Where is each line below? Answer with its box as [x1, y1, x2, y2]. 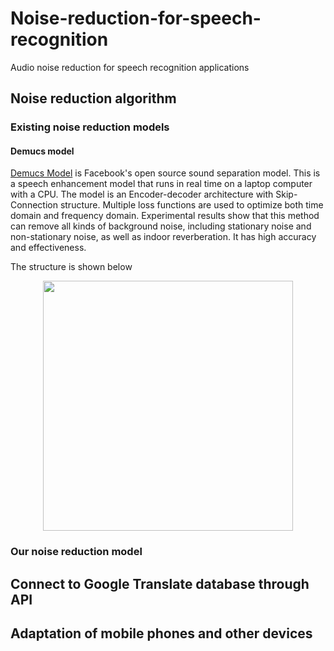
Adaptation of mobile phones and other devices [10, 625, 313, 642]
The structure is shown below [10, 261, 133, 273]
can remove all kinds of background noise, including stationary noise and [10, 220, 312, 232]
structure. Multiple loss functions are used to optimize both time [59, 199, 324, 211]
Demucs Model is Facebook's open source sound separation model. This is [10, 167, 321, 179]
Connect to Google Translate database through [10, 575, 310, 592]
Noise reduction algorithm [10, 90, 177, 107]
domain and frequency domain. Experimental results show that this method [10, 210, 320, 222]
